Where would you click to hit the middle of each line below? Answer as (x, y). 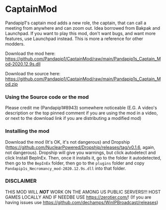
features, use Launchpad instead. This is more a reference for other (74, 39)
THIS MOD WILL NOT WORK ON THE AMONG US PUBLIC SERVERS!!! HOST (83, 192)
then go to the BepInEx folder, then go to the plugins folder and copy (75, 163)
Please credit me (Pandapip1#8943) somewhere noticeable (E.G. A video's (81, 108)
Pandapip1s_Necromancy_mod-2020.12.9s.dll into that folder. (66, 168)
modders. (15, 44)
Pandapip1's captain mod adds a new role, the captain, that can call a (76, 23)
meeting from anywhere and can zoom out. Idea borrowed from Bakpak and (83, 28)
